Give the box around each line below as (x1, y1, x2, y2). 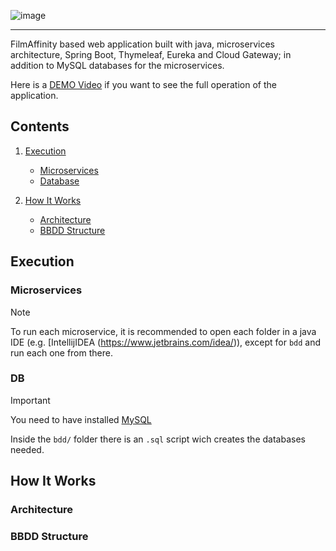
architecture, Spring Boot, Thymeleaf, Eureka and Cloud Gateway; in (10, 49, 292, 60)
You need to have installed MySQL (10, 413, 152, 425)
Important (10, 394, 51, 406)
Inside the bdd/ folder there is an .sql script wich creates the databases (10, 433, 306, 445)
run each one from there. (10, 346, 113, 359)
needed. (10, 443, 45, 455)
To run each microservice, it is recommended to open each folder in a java (10, 325, 317, 337)
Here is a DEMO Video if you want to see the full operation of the (10, 79, 277, 90)
